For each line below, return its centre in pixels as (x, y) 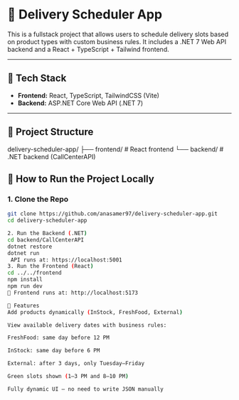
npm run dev (25, 286)
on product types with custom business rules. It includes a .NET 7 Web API (117, 41)
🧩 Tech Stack (37, 79)
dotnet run (23, 253)
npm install (25, 280)
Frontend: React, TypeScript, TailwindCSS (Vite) (89, 95)
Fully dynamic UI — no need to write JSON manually (85, 389)
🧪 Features (23, 306)
